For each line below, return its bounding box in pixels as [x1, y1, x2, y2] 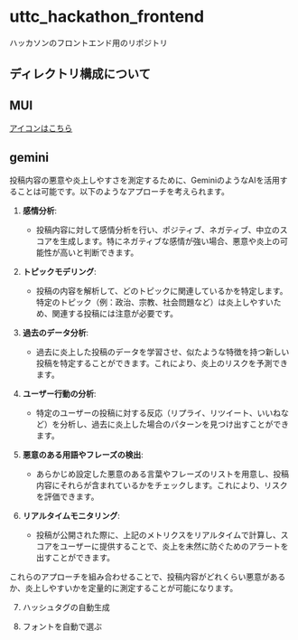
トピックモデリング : [22, 266, 97, 277]
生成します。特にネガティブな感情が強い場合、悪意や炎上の [60, 235, 281, 246]
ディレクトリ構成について [9, 66, 151, 82]
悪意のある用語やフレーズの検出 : [22, 449, 144, 460]
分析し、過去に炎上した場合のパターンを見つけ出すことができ [60, 419, 289, 429]
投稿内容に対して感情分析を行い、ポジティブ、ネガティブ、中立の [35, 224, 280, 235]
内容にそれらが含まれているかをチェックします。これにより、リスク [35, 479, 288, 490]
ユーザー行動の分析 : [22, 388, 97, 399]
